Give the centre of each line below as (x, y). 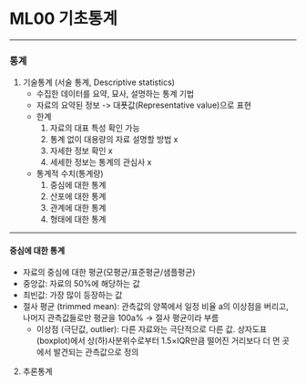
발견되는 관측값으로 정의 (96, 352)
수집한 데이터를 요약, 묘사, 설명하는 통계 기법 (115, 94)
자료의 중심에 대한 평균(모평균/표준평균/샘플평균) (109, 272)
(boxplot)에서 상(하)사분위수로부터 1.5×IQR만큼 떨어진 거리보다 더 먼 (158, 341)
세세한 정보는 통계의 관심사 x (101, 162)
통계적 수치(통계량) (70, 173)
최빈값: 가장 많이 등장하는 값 (72, 295)
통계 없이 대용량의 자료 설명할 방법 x (114, 140)
